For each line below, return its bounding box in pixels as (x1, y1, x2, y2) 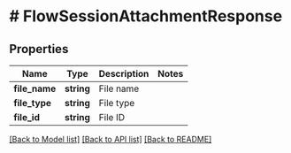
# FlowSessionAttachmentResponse (9, 6, 283, 27)
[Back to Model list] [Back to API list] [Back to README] (9, 134, 212, 144)
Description (98, 68, 149, 80)
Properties (9, 42, 69, 57)
